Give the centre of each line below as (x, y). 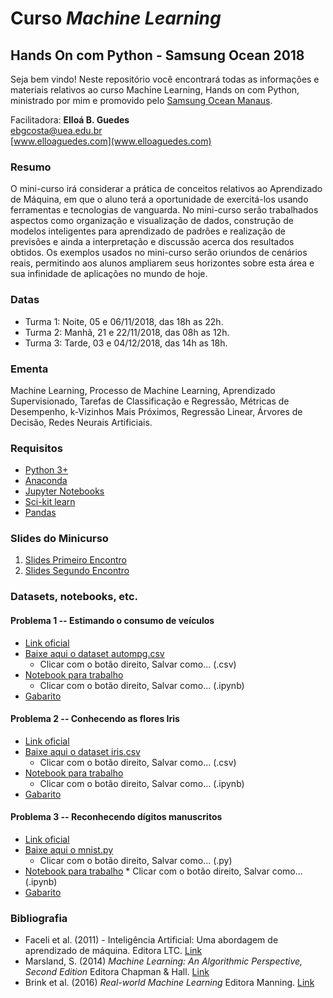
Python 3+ (46, 470)
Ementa (29, 369)
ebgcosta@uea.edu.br (56, 130)
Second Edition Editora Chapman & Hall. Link (117, 972)
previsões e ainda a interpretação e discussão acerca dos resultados (152, 242)
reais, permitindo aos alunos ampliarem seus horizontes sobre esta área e (162, 263)
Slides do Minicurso (59, 539)
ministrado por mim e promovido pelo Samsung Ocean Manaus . (141, 100)
